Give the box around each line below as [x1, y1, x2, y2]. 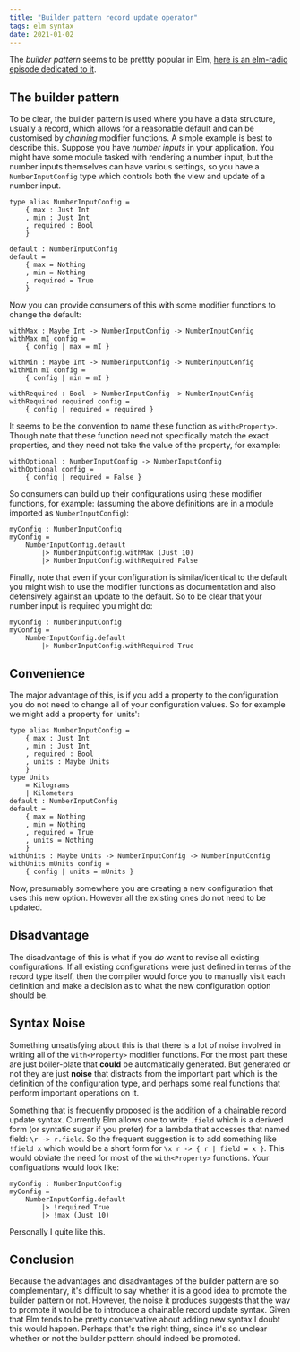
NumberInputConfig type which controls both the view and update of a [9, 171, 266, 182]
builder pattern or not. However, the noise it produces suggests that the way [9, 1295, 291, 1305]
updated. [9, 902, 43, 913]
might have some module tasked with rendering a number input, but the [9, 152, 274, 162]
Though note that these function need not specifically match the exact [9, 430, 269, 441]
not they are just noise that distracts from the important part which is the [9, 1068, 278, 1079]
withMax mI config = [9, 334, 87, 343]
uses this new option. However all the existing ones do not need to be [9, 893, 266, 903]
